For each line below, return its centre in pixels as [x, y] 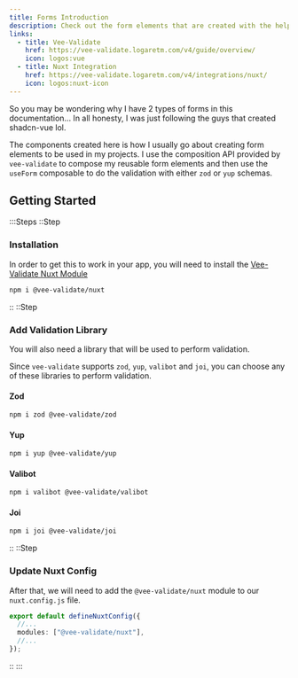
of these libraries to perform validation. [81, 375]
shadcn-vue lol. [38, 127]
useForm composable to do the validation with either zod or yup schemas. [141, 173]
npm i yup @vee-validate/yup [63, 454]
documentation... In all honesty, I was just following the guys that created [143, 118]
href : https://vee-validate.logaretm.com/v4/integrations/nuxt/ [146, 75]
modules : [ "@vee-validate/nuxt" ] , [81, 633]
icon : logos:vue [55, 58]
